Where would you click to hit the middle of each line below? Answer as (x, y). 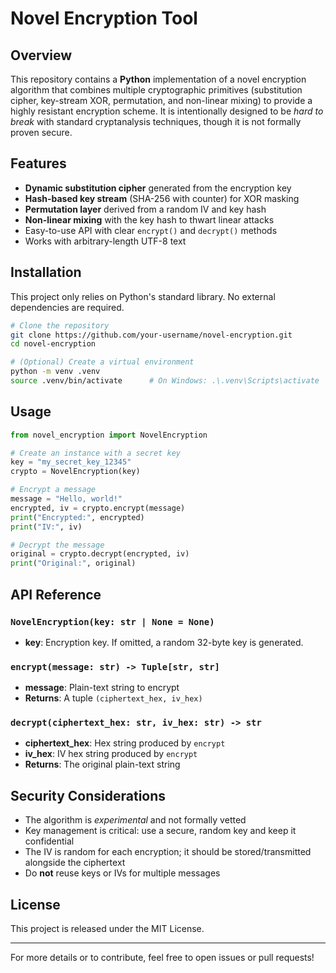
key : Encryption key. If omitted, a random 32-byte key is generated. (164, 642)
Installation (46, 272)
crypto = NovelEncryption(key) (75, 472)
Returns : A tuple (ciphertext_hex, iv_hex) (113, 698)
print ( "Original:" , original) (73, 563)
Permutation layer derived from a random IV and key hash (145, 209)
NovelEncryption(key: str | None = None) (112, 621)
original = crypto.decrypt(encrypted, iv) (100, 554)
